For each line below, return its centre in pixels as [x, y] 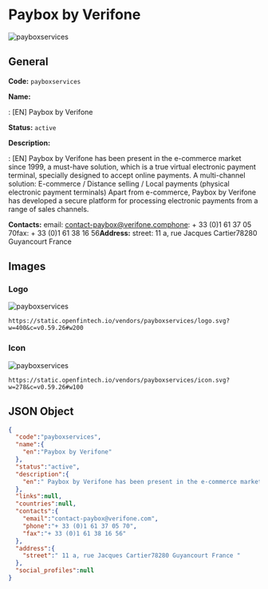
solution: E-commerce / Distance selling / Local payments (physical [119, 183]
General [29, 62]
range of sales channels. [49, 209]
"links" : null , [39, 497]
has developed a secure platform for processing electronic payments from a [133, 200]
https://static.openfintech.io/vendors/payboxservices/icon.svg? [119, 380]
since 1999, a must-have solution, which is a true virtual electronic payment [132, 167]
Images [27, 267]
